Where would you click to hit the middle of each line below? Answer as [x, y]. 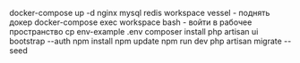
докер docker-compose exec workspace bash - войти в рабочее [131, 22]
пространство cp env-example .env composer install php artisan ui [134, 31]
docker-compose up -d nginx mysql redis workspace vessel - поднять [140, 13]
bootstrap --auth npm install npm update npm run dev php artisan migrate [146, 41]
